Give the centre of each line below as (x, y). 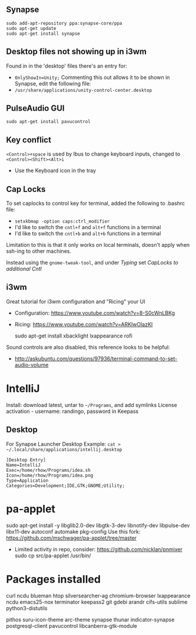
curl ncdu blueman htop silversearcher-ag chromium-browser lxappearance (98, 596)
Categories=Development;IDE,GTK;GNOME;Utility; (66, 485)
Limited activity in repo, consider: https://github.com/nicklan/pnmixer (98, 549)
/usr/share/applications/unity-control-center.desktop (83, 90)
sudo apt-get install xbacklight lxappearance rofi (73, 336)
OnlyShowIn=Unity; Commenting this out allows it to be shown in (92, 77)
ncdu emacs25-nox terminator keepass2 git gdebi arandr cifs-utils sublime (97, 602)
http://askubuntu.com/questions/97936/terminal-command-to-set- (96, 358)
